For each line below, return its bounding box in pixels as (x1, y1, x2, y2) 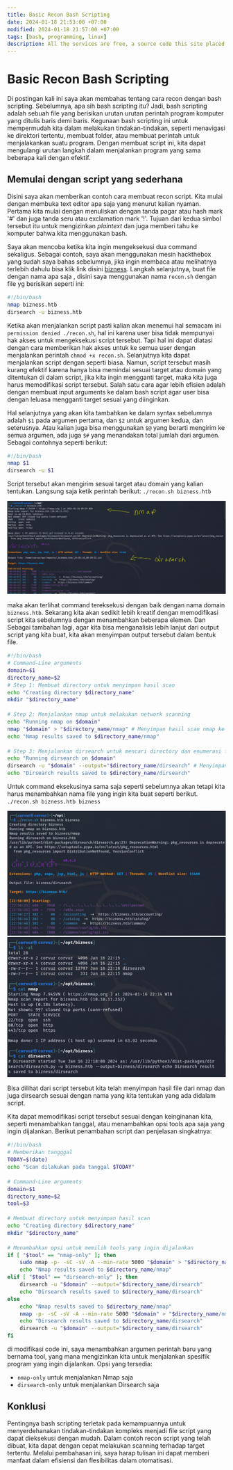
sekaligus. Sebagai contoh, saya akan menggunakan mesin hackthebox (7, 250, 212, 258)
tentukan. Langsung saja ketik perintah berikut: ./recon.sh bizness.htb (7, 487, 212, 495)
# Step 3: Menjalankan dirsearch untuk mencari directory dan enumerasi (7, 748, 222, 755)
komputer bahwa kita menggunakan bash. (7, 229, 128, 237)
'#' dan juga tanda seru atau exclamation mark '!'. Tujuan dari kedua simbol (7, 214, 222, 223)
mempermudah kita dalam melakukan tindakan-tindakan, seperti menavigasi (7, 124, 225, 132)
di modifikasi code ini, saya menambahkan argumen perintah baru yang (7, 1345, 212, 1353)
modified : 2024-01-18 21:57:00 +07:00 (7, 26, 119, 33)
